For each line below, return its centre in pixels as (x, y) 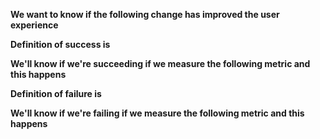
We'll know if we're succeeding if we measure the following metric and (160, 63)
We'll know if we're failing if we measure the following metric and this (157, 113)
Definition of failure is (56, 93)
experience (34, 25)
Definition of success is (60, 44)
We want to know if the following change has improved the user (145, 14)
